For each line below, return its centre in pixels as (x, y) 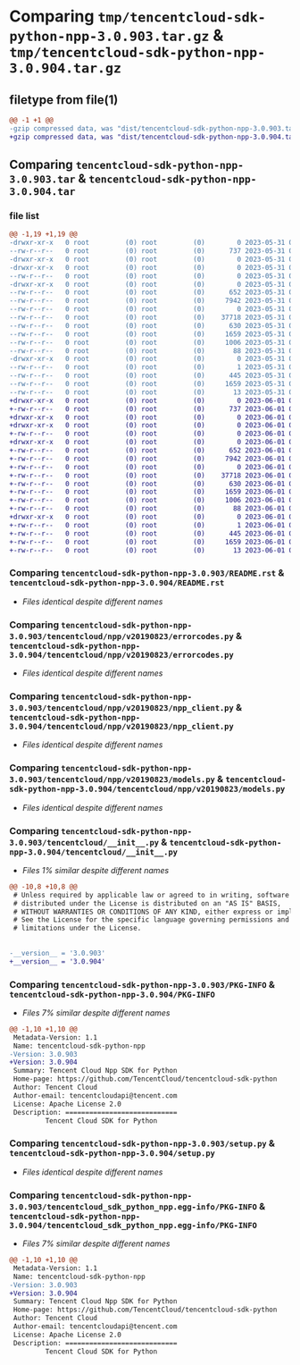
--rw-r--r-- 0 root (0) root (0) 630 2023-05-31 (147, 325)
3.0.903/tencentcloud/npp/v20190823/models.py (112, 780)
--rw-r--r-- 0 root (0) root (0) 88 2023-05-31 (147, 350)
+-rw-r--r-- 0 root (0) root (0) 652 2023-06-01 (147, 451)
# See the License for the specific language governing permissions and (151, 920)
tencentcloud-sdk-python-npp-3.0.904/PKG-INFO (112, 994)
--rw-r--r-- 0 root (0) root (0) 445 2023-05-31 (147, 376)
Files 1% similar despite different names (96, 870)
